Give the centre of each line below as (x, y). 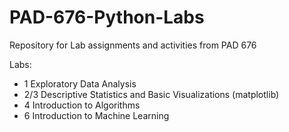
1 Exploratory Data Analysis (80, 83)
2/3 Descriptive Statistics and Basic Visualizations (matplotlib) (151, 94)
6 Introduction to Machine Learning (96, 115)
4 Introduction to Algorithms (82, 105)
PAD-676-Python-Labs (107, 17)
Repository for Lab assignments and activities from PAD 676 (133, 45)
